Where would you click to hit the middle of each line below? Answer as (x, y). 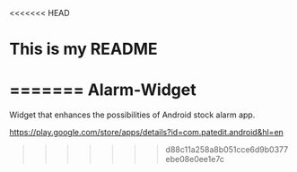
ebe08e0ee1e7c (195, 159)
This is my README (84, 49)
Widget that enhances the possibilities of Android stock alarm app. (132, 115)
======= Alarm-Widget (103, 90)
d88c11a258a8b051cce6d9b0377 (227, 150)
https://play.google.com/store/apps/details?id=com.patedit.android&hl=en (147, 133)
